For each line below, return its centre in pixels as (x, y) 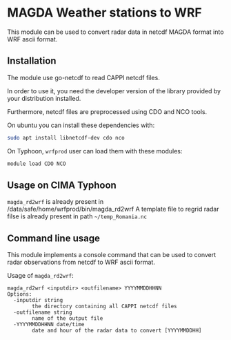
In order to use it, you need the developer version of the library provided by (114, 91)
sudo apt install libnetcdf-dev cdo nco (66, 138)
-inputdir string (38, 301)
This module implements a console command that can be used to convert (112, 255)
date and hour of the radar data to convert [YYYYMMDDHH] (117, 331)
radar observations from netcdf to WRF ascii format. (81, 262)
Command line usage (53, 238)
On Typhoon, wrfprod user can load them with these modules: (95, 151)
